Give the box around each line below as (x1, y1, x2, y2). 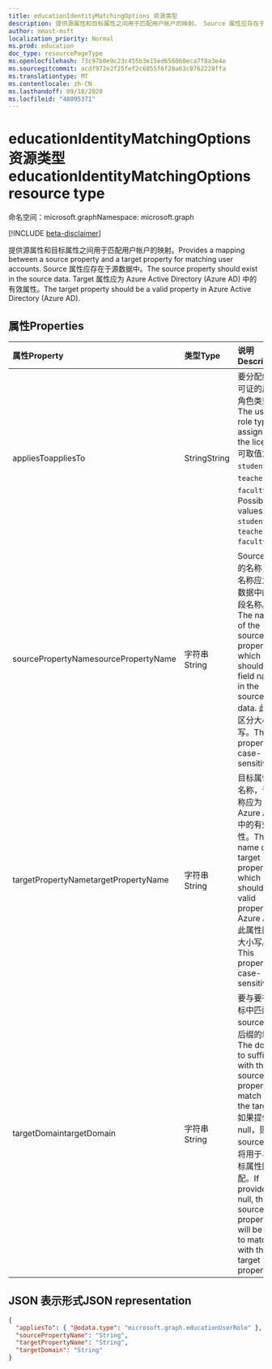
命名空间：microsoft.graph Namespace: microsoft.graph (8, 212, 194, 222)
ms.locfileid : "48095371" (8, 95, 96, 103)
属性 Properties (8, 319, 84, 333)
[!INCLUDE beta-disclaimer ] (8, 229, 101, 238)
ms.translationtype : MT (8, 72, 89, 80)
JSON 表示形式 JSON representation (8, 1294, 192, 1308)
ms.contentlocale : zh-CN (8, 79, 92, 88)
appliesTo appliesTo (12, 453, 86, 463)
